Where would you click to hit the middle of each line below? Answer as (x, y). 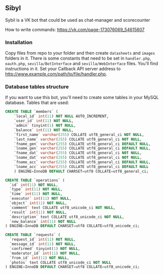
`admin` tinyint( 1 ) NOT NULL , (45, 126)
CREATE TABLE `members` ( (32, 112)
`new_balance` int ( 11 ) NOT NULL (43, 221)
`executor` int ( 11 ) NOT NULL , (40, 199)
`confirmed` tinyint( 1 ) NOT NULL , (45, 248)
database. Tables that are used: (37, 103)
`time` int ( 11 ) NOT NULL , (36, 194)
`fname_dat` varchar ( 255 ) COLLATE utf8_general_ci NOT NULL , (78, 153)
